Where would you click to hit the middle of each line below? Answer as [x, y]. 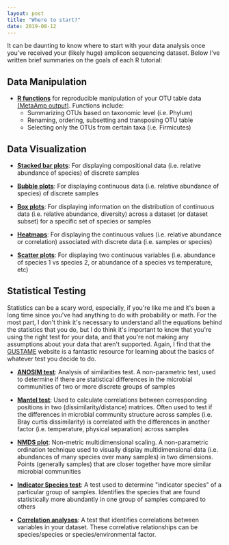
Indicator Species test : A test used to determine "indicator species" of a [119, 485]
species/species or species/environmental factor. [86, 534]
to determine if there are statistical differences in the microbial [105, 379]
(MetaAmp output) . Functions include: [70, 106]
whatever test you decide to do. [52, 359]
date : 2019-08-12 [32, 26]
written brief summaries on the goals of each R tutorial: [85, 60]
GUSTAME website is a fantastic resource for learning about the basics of [111, 351]
